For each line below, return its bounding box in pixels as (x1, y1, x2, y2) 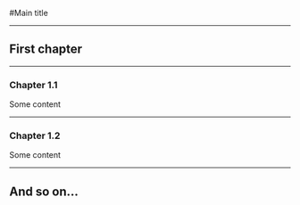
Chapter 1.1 (9, 78, 58, 91)
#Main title (9, 8, 49, 18)
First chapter (9, 42, 83, 57)
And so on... (9, 184, 79, 199)
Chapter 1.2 (9, 129, 61, 142)
